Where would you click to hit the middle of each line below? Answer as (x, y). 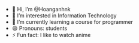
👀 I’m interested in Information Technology (64, 16)
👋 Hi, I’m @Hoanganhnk (41, 9)
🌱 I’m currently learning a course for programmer (72, 22)
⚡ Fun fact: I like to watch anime (51, 35)
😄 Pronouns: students (40, 28)
